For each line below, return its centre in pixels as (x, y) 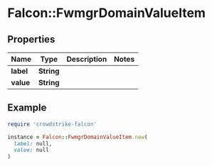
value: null (32, 150)
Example (27, 108)
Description (87, 59)
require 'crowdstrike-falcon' (52, 124)
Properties (31, 39)
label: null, (33, 143)
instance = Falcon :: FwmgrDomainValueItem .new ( (78, 137)
